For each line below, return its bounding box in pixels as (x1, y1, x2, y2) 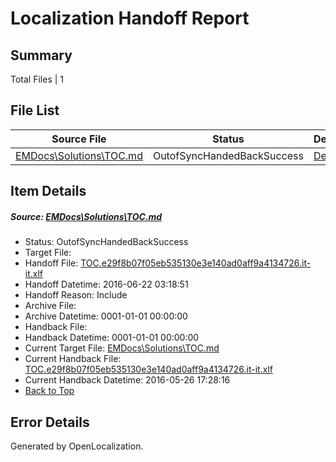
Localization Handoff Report (10, 7, 250, 30)
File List (10, 102, 60, 119)
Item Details (10, 183, 87, 200)
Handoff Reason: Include (24, 289, 128, 301)
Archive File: (24, 300, 77, 312)
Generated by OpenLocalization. (10, 440, 144, 452)
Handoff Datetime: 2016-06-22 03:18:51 (24, 278, 189, 291)
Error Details (10, 413, 90, 431)
